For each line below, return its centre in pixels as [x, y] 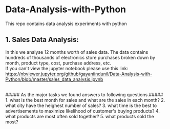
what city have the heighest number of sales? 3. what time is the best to [81, 105]
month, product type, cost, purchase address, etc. [58, 63]
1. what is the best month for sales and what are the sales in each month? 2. [85, 100]
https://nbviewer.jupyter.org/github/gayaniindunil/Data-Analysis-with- [79, 74]
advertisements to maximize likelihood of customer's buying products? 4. [83, 111]
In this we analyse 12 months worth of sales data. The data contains [77, 52]
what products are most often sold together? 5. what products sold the [80, 116]
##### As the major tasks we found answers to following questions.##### [84, 94]
